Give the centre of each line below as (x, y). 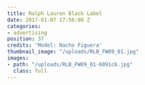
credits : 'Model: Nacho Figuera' (55, 45)
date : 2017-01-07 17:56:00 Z (49, 20)
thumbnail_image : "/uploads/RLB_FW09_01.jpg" (73, 52)
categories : (24, 26)
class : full (30, 71)
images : (18, 58)
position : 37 (26, 39)
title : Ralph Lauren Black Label (55, 13)
